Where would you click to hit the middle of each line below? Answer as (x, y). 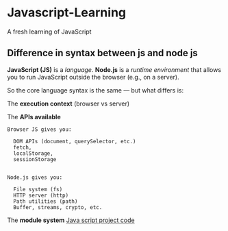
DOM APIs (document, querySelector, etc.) (75, 141)
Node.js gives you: (35, 177)
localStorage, (33, 153)
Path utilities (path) (46, 201)
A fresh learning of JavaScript (49, 32)
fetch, (23, 147)
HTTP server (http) (41, 195)
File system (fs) (38, 189)
